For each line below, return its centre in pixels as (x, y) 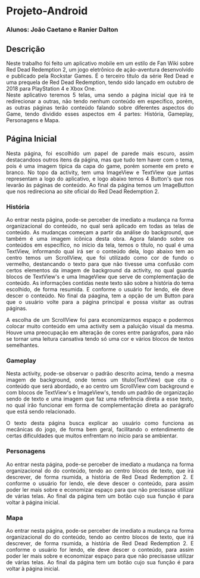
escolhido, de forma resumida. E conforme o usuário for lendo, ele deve (100, 290)
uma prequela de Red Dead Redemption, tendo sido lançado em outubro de (100, 82)
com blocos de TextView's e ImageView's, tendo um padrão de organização (100, 393)
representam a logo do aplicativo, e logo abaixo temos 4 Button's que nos (100, 178)
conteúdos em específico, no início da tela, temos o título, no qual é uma (100, 245)
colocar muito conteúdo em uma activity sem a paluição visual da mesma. (100, 327)
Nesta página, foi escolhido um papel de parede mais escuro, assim (100, 153)
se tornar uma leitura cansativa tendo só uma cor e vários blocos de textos (100, 339)
